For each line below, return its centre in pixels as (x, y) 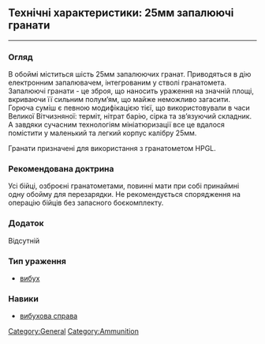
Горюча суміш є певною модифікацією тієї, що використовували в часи (129, 108)
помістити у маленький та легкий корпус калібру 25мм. (103, 133)
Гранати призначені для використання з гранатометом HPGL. (112, 149)
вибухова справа (49, 316)
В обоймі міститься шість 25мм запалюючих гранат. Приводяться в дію (130, 74)
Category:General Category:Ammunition (74, 331)
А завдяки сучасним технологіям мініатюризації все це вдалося (116, 125)
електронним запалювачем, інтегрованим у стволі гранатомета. (118, 83)
